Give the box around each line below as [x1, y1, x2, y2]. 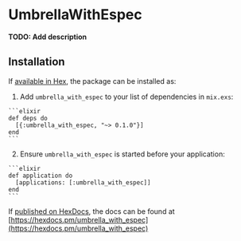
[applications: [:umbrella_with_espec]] [15, 178, 151, 187]
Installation [8, 55, 65, 69]
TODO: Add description [8, 32, 87, 41]
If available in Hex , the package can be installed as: [8, 76, 177, 85]
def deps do [8, 114, 48, 122]
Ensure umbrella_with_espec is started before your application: [19, 149, 225, 159]
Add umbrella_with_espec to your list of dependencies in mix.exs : [19, 92, 234, 101]
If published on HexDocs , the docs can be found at [8, 206, 175, 216]
